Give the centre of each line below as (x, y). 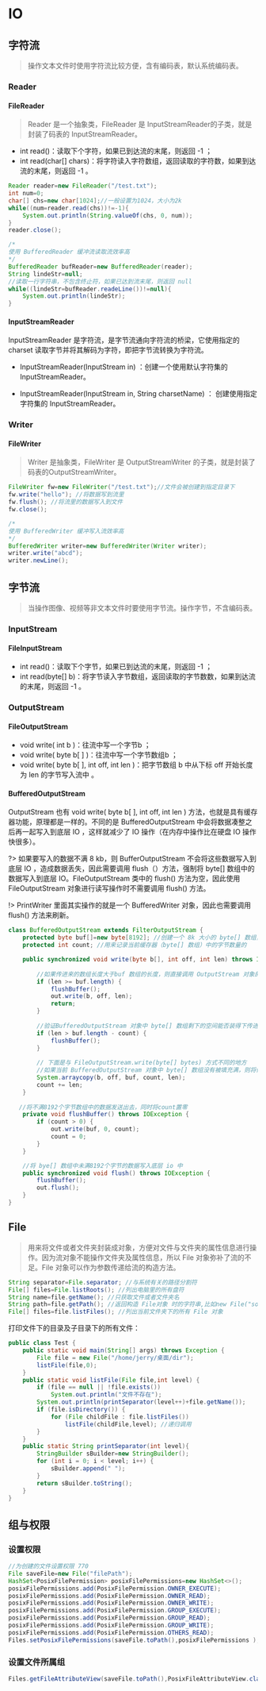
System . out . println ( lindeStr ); (74, 296)
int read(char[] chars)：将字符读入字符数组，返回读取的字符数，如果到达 (138, 161)
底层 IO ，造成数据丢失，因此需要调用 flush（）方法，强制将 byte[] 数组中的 (131, 869)
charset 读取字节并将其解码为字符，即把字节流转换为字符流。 (108, 350)
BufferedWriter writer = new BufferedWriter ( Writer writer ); (108, 546)
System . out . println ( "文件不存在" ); (106, 1395)
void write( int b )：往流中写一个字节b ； (85, 745)
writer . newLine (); (38, 560)
